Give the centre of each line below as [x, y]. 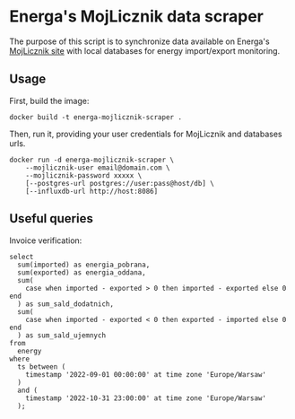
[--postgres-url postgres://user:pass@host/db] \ [120, 183]
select [22, 257]
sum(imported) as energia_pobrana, [84, 265]
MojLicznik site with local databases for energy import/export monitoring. [145, 50]
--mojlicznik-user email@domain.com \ [98, 168]
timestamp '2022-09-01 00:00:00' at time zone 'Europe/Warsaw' [146, 374]
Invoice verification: [46, 240]
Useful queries [52, 218]
